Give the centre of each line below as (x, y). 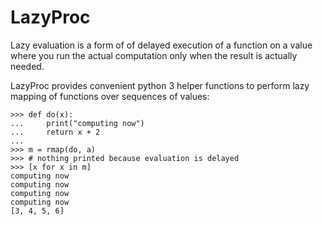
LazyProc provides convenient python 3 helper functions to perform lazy (160, 85)
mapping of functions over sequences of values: (110, 96)
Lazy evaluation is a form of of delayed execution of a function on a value (161, 45)
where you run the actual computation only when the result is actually (154, 55)
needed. (27, 66)
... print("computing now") (77, 123)
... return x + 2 (55, 132)
